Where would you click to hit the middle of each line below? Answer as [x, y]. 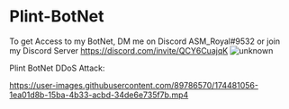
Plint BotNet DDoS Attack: [57, 68]
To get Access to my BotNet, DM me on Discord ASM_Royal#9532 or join [145, 41]
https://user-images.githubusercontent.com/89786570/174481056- [134, 85]
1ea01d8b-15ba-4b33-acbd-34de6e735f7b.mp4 [99, 95]
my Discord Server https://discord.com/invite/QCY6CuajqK [119, 50]
